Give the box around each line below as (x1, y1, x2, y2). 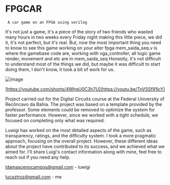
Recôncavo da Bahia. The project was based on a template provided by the (5, 101, 162, 107)
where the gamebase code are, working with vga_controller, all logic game (5, 50, 161, 56)
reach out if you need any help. (5, 154, 71, 160)
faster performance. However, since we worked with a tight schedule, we (5, 112, 158, 118)
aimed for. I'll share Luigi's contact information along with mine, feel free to (5, 149, 162, 155)
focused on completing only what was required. (5, 117, 105, 123)
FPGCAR (5, 3, 42, 15)
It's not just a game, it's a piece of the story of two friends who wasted (5, 28, 153, 34)
